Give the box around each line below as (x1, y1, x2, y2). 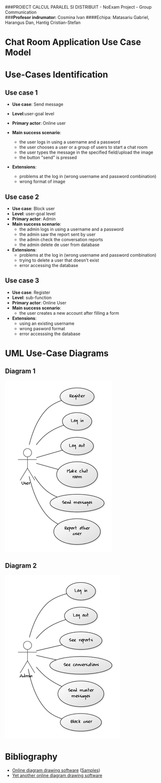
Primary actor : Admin (12, 216, 56, 222)
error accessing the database (19, 263, 79, 268)
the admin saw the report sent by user (19, 231, 96, 237)
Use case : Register (12, 289, 50, 295)
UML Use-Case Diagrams (5, 348, 109, 359)
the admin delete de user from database (19, 242, 100, 248)
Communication (5, 9, 37, 15)
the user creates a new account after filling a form (19, 310, 120, 316)
